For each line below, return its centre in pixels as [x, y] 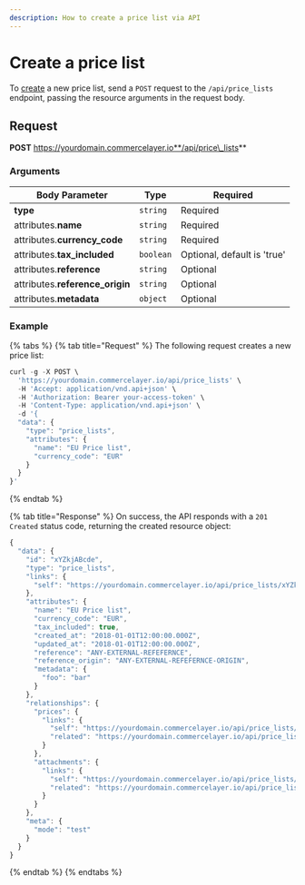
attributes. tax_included [64, 254]
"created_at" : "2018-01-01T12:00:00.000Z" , [117, 635]
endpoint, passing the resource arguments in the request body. [127, 97]
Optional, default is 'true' [233, 254]
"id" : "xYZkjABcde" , [64, 559]
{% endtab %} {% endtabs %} [66, 872]
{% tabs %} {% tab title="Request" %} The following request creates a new [151, 345]
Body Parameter [72, 194]
